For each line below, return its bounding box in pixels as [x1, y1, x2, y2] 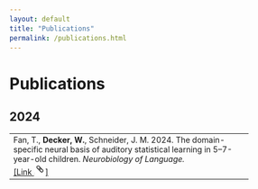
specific [13, 144, 43, 155]
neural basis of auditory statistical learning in [44, 144, 212, 155]
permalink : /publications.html [9, 33, 127, 42]
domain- [192, 135, 226, 146]
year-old [13, 154, 47, 165]
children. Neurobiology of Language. [48, 154, 185, 165]
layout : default [9, 14, 70, 23]
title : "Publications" [9, 23, 95, 33]
